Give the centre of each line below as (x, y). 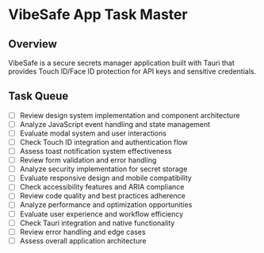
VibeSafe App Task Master (98, 15)
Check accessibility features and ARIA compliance (102, 187)
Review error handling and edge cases (82, 232)
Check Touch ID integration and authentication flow (104, 142)
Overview (33, 44)
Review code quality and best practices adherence (103, 196)
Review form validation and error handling (88, 160)
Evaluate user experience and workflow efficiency (101, 214)
